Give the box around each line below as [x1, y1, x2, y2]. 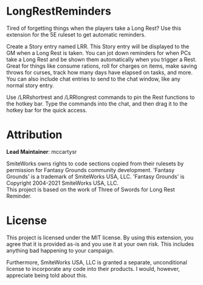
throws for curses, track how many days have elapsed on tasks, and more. [6, 68, 193, 76]
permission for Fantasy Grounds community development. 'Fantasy [6, 166, 175, 173]
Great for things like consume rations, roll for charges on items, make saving [6, 62, 198, 70]
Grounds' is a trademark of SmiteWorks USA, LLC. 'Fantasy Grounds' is [6, 173, 185, 180]
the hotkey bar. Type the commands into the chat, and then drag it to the [6, 99, 188, 107]
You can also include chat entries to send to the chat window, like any [6, 75, 181, 82]
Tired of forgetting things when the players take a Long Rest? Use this [6, 24, 181, 32]
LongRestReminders [6, 4, 111, 18]
